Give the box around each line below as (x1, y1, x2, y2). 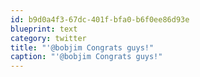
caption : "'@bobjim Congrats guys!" (10, 52, 163, 62)
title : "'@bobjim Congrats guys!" (10, 42, 155, 53)
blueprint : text (10, 24, 78, 34)
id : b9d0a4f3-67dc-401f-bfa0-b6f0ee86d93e (10, 14, 190, 25)
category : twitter (10, 33, 87, 43)
